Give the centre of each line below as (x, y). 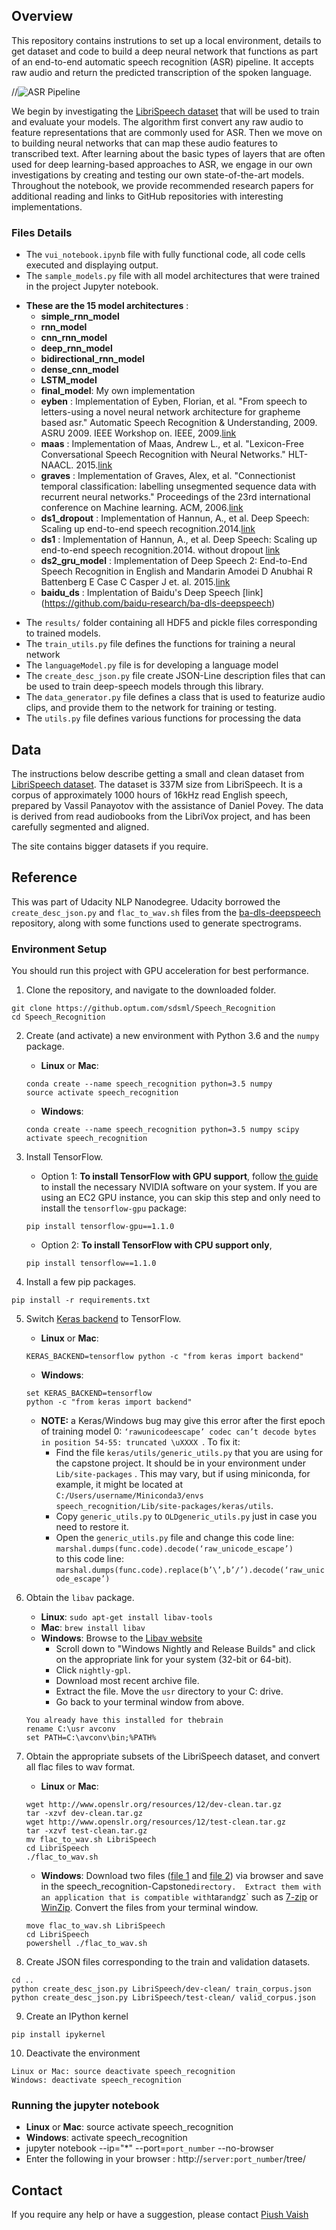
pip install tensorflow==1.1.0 (91, 1264)
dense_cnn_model (79, 370)
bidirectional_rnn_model (92, 359)
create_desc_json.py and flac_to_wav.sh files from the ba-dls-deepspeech (166, 912)
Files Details (42, 232)
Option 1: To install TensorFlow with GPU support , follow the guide (179, 1176)
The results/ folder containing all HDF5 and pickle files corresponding (171, 623)
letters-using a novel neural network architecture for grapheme (170, 412)
